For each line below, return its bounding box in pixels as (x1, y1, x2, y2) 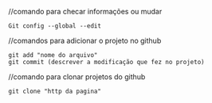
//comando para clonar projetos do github (8, 72, 146, 82)
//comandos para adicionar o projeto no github (8, 36, 162, 45)
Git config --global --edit (8, 22, 102, 30)
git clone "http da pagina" (8, 87, 102, 95)
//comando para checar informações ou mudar (8, 7, 163, 16)
